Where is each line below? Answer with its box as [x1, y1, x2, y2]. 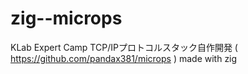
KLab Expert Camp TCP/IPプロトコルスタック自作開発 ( [10, 41, 238, 53]
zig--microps [10, 7, 123, 30]
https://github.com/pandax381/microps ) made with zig [10, 52, 238, 64]
